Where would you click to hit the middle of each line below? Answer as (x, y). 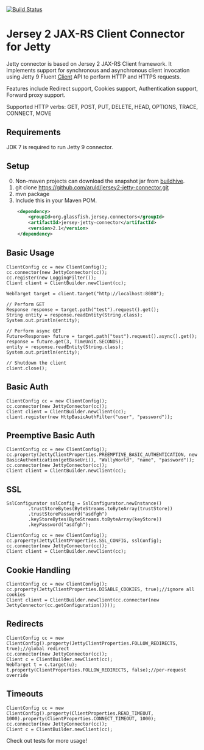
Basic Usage (30, 253)
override (17, 675)
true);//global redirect (38, 648)
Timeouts (25, 694)
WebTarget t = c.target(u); (42, 664)
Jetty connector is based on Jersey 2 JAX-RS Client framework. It (89, 63)
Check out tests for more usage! (47, 740)
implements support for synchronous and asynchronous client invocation (98, 70)
